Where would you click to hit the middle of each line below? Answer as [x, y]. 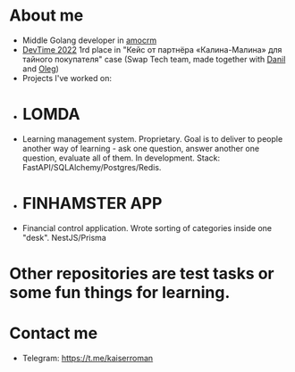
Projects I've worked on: [67, 78]
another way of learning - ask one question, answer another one [141, 148]
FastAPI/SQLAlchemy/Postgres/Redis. [92, 167]
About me [46, 16]
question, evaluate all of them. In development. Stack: [121, 158]
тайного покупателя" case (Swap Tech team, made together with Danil [154, 59]
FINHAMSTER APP [92, 204]
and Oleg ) [41, 69]
